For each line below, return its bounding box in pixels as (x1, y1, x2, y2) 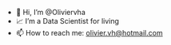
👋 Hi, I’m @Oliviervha (15, 8, 85, 17)
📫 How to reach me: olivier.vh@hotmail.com (15, 28, 163, 37)
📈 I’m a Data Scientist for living (15, 17, 120, 25)
